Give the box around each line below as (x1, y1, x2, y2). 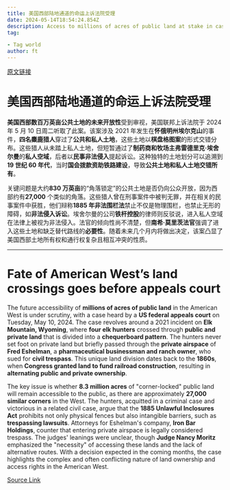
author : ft (7, 48, 38, 55)
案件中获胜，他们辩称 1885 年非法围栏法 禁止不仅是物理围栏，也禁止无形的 (12, 201, 221, 209)
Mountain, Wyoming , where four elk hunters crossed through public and (7, 325, 216, 333)
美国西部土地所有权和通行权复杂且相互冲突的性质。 (7, 235, 151, 243)
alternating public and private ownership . (7, 369, 128, 377)
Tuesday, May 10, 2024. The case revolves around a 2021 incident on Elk (7, 318, 213, 326)
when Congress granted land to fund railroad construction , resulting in (7, 361, 211, 370)
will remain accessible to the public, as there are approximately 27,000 (7, 389, 207, 397)
